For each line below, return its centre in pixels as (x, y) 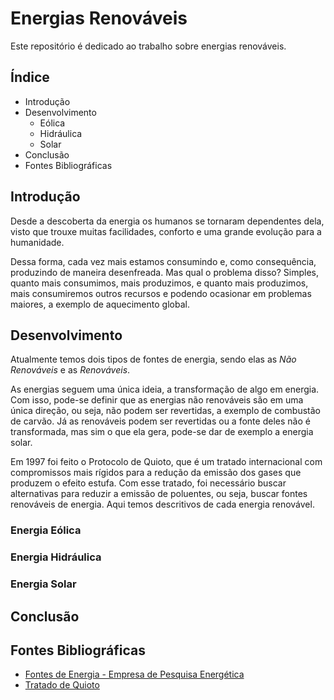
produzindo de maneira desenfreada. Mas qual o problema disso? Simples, (165, 272)
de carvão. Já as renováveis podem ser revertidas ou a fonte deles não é (160, 421)
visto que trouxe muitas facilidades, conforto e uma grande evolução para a (166, 231)
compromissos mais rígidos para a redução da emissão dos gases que (156, 473)
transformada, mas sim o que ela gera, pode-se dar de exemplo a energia (162, 432)
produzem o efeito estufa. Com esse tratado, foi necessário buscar (148, 483)
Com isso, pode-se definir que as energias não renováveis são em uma (157, 400)
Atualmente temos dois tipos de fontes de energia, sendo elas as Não (153, 359)
